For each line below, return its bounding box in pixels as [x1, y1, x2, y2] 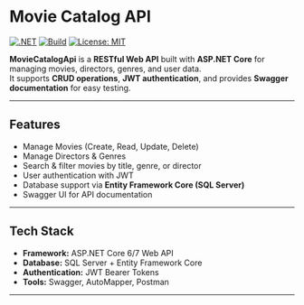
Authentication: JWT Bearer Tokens [22, 266, 160, 277]
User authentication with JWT [22, 170, 134, 180]
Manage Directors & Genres [22, 151, 127, 162]
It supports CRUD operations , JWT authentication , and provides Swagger [9, 72, 289, 83]
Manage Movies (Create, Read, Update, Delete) [22, 141, 199, 152]
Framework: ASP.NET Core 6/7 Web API [22, 247, 174, 258]
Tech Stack [9, 224, 74, 239]
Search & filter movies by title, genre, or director [22, 160, 202, 171]
